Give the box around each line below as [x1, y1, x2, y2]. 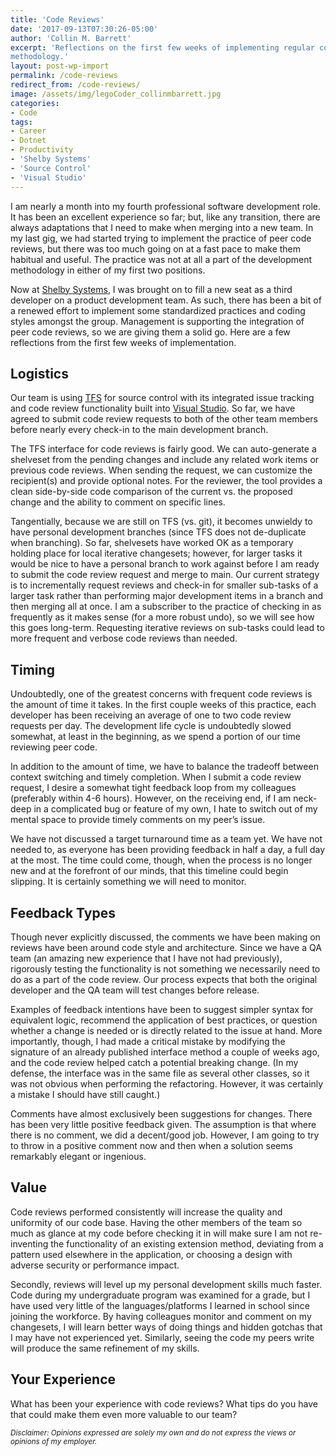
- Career [10, 126, 47, 136]
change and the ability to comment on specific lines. [10, 496, 226, 508]
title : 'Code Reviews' [10, 14, 105, 25]
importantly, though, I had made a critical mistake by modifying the [10, 1035, 286, 1047]
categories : [10, 98, 60, 108]
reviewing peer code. [10, 741, 98, 753]
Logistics [10, 365, 69, 382]
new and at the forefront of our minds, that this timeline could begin [10, 865, 289, 877]
